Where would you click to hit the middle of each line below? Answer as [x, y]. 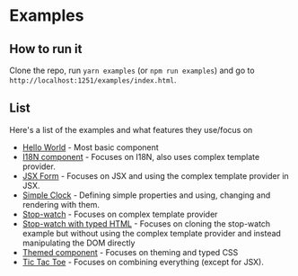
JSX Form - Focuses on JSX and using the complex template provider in [155, 175]
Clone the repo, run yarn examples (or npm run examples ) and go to [132, 70]
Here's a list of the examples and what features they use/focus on [131, 129]
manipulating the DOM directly [79, 243]
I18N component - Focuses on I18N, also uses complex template [141, 156]
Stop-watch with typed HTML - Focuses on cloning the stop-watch [146, 223]
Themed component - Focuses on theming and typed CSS [130, 252]
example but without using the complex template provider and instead [151, 233]
